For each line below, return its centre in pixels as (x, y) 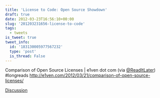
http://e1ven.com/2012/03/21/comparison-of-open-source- (90, 76)
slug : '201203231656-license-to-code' (45, 24)
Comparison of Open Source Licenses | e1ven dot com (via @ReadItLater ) (80, 70)
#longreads (17, 76)
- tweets (19, 33)
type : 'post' (23, 51)
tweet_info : (17, 42)
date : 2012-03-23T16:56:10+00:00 (40, 19)
